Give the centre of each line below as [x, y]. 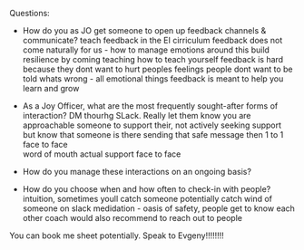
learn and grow [51, 88]
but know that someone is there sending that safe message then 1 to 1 [153, 135]
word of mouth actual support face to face [102, 154]
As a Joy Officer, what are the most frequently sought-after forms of [150, 106]
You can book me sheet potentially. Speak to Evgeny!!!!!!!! [117, 236]
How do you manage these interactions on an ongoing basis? [137, 172]
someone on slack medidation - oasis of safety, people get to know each [158, 208]
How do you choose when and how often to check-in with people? [147, 189]
